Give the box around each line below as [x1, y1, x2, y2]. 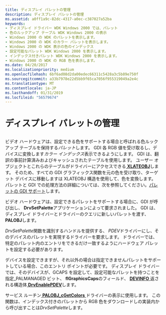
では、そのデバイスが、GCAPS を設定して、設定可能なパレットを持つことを [5, 269, 160, 275]
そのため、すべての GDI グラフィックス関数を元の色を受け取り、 [14, 169, 145, 175]
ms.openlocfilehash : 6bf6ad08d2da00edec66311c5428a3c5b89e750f [5, 72, 139, 77]
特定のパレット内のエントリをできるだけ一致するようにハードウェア [5, 240, 144, 246]
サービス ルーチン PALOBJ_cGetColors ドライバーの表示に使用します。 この [5, 292, 161, 298]
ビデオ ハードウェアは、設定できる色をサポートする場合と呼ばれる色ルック [5, 138, 159, 144]
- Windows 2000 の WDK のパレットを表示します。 [5, 35, 98, 40]
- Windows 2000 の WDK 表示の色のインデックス [5, 44, 94, 49]
